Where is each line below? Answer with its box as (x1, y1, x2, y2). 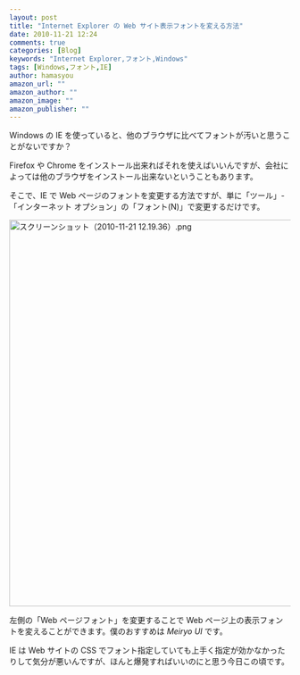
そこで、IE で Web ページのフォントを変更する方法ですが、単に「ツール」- (9, 190, 286, 201)
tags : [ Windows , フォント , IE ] (9, 63, 112, 72)
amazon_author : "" (9, 87, 78, 96)
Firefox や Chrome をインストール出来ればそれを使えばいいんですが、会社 (9, 160, 281, 171)
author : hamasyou (9, 71, 74, 80)
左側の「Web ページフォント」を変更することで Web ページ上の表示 (9, 615, 261, 626)
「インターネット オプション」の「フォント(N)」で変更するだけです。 (9, 202, 265, 212)
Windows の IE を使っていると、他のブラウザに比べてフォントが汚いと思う (9, 130, 283, 141)
